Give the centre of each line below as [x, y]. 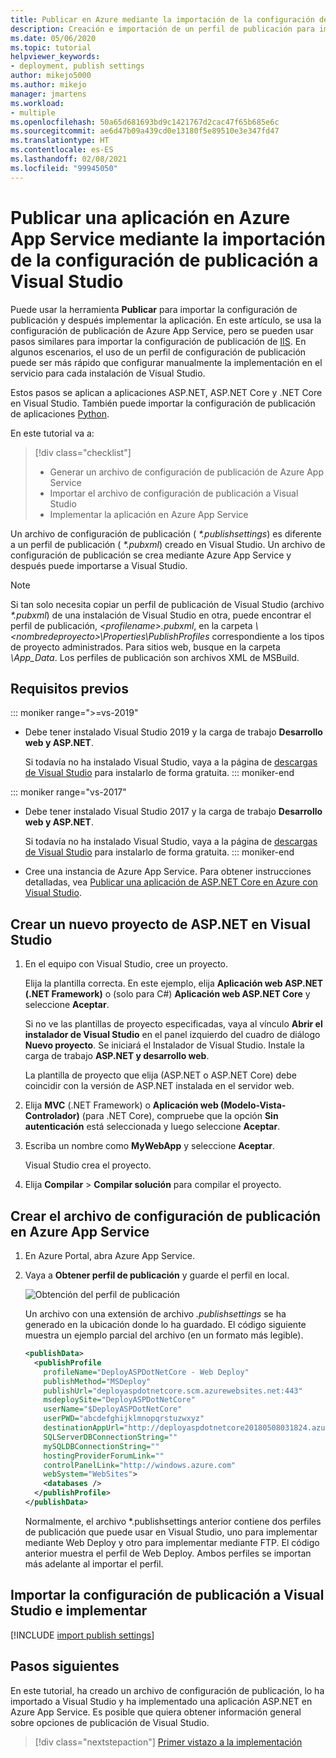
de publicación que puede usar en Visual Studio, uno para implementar [171, 1532]
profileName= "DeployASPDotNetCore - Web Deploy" [146, 1372]
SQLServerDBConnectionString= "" [110, 1437]
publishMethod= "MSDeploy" [97, 1381]
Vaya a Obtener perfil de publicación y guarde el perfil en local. [157, 1275]
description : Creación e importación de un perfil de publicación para [162, 29]
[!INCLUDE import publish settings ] [82, 1635]
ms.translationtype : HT [60, 141]
